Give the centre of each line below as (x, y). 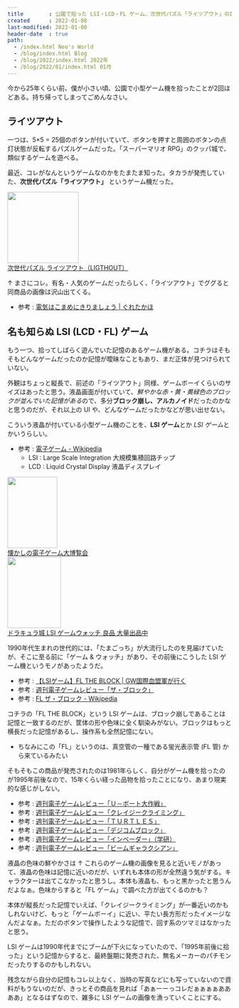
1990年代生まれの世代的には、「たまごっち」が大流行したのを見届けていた (116, 648)
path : (15, 41)
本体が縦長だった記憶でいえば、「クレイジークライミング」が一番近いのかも (118, 905)
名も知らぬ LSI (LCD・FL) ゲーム (78, 331)
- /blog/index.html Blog (51, 54)
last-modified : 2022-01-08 (47, 27)
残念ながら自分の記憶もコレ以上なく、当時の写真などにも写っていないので (116, 980)
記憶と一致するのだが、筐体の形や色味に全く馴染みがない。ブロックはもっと (119, 723)
